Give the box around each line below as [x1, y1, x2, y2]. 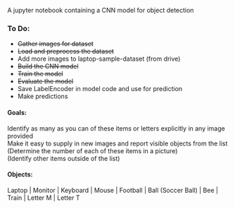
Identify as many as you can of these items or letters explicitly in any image [7, 124, 225, 133]
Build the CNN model [17, 62, 79, 71]
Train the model [17, 70, 63, 78]
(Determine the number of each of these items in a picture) [7, 146, 178, 155]
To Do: [7, 23, 30, 33]
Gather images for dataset [17, 40, 94, 48]
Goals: [7, 108, 27, 117]
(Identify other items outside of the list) [7, 154, 120, 162]
